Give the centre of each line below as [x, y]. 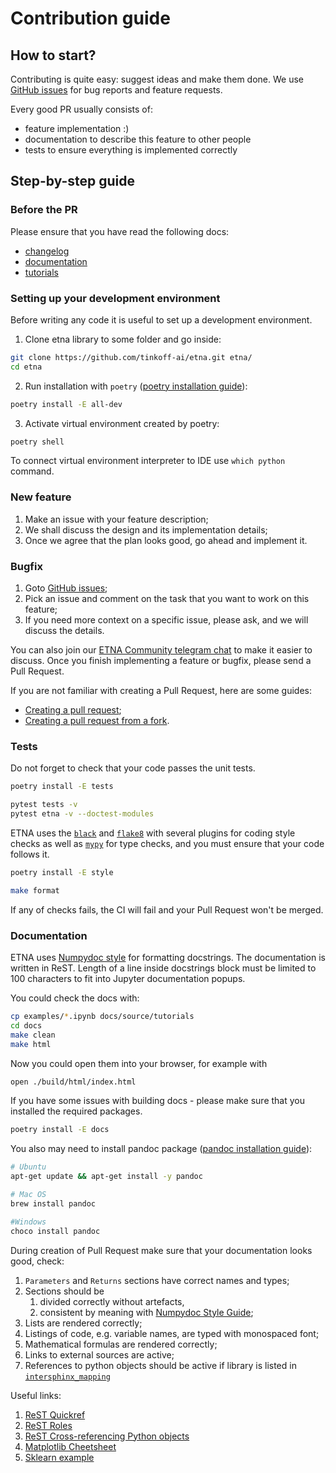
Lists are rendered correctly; [83, 1323]
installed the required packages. [76, 1111]
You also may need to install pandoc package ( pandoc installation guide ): [161, 1149]
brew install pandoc [53, 1203]
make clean [33, 1035]
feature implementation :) [77, 128]
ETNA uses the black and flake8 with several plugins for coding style [153, 833]
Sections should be [64, 1291]
